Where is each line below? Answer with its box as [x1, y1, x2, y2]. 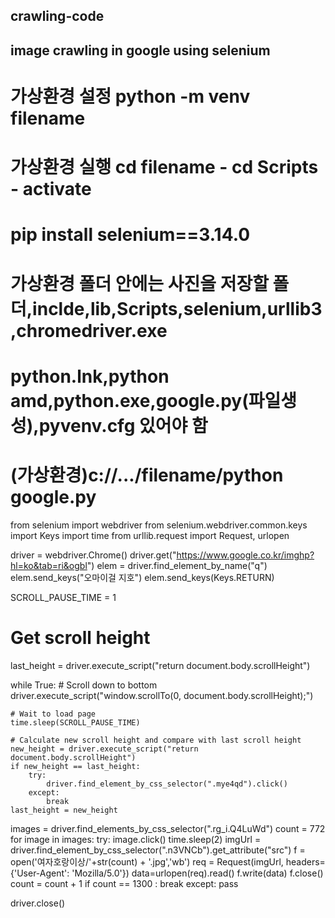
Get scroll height [10, 626, 151, 649]
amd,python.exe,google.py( [10, 389, 249, 412]
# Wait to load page [10, 709, 97, 719]
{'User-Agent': [10, 867, 70, 879]
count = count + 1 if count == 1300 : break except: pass [10, 877, 239, 889]
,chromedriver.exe [10, 319, 168, 342]
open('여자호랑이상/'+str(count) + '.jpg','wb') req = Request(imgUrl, [10, 855, 284, 868]
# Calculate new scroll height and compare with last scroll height [10, 735, 302, 745]
